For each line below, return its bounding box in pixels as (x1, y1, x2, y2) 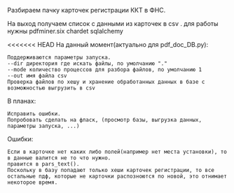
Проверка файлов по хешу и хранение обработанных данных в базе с (7, 78, 205, 85)
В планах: (7, 97, 36, 105)
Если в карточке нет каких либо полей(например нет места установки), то (7, 148, 228, 155)
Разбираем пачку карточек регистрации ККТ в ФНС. (7, 6, 166, 14)
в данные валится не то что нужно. (7, 155, 111, 162)
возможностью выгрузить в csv (7, 85, 96, 92)
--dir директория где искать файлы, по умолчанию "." (7, 60, 168, 67)
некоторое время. (7, 179, 58, 186)
